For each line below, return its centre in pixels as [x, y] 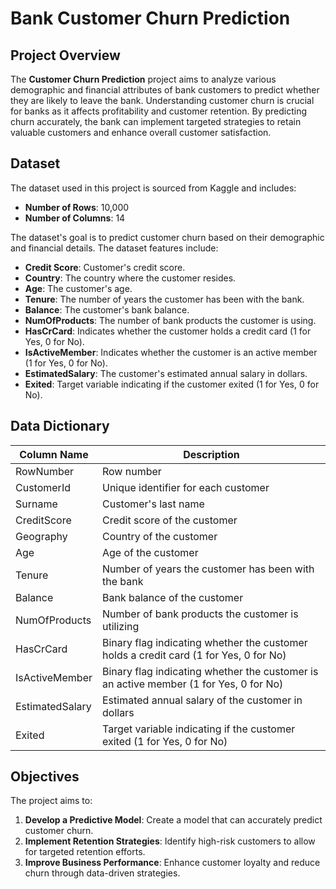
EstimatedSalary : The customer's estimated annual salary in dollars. [166, 373]
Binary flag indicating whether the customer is [210, 671]
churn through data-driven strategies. [102, 873]
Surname [36, 504]
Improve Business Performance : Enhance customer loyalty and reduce [172, 863]
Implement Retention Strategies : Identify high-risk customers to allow [170, 841]
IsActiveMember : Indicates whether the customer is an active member [171, 352]
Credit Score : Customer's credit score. [105, 267]
